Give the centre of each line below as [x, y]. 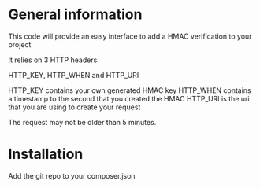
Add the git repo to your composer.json [72, 175]
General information [75, 15]
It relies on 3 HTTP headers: [54, 60]
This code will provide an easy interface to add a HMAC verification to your [130, 36]
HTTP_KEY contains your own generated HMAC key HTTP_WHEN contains [130, 90]
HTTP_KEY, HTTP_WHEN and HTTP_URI [74, 75]
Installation [46, 154]
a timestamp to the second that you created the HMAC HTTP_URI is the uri [129, 98]
